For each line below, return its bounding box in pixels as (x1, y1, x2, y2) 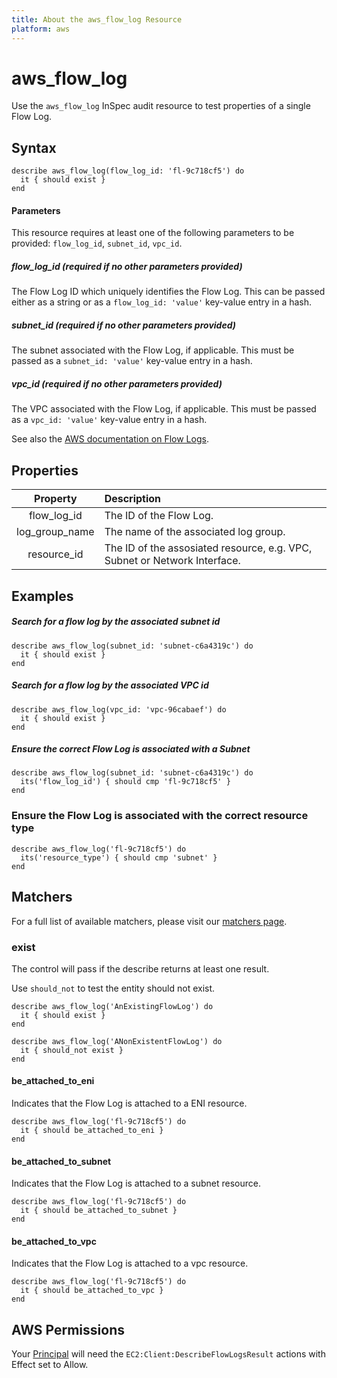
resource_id (27, 547, 84, 561)
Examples (11, 587, 74, 605)
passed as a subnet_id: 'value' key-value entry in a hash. (11, 355, 253, 367)
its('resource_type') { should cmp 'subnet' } (20, 852, 218, 863)
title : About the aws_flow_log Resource (11, 14, 183, 25)
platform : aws (11, 24, 71, 34)
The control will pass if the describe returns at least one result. (11, 962, 270, 975)
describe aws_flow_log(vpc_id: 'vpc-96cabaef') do (11, 704, 227, 715)
